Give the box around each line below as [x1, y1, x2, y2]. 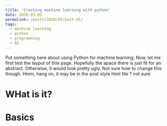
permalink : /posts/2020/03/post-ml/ [5, 17, 83, 22]
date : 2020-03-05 [5, 12, 42, 17]
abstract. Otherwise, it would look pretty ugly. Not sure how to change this [5, 65, 162, 71]
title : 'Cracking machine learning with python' [5, 7, 111, 13]
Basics [5, 112, 35, 123]
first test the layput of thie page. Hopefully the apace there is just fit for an [5, 59, 161, 66]
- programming [10, 36, 40, 41]
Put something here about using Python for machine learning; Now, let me [5, 54, 161, 60]
